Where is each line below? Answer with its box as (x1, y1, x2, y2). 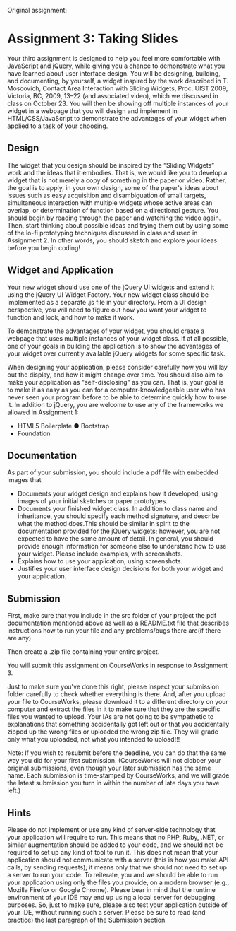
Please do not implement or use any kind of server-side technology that (7, 826, 216, 833)
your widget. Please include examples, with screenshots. (17, 549, 183, 558)
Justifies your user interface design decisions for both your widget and (17, 565, 224, 573)
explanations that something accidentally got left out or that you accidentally (7, 720, 230, 729)
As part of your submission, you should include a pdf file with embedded (7, 468, 218, 476)
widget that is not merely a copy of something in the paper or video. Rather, (7, 176, 227, 185)
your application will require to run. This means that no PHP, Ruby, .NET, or (7, 833, 225, 841)
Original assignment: (7, 6, 68, 14)
